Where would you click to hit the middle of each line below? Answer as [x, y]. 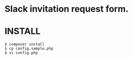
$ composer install [25, 44]
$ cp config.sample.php [29, 49]
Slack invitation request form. [67, 9]
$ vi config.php [21, 53]
